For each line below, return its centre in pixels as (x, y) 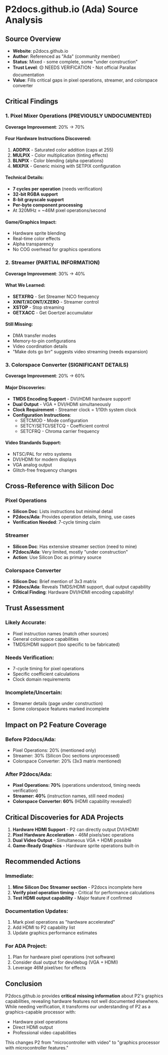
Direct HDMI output (33, 1027)
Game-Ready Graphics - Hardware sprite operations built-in (76, 846)
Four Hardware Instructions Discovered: (48, 138)
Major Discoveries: (26, 387)
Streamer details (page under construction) (58, 704)
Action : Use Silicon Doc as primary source (57, 557)
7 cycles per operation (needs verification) (57, 189)
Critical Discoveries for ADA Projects (65, 817)
